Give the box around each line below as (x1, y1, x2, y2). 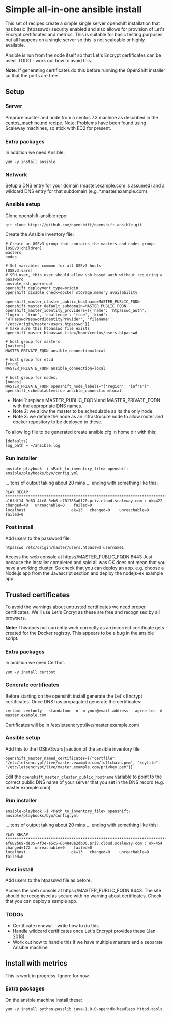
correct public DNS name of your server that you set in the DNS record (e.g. (5, 779, 164, 785)
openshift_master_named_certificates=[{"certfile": (5, 756, 117, 761)
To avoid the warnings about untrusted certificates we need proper (5, 604, 146, 610)
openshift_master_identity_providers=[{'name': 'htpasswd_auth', (5, 308, 147, 313)
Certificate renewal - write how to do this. (12, 922, 100, 928)
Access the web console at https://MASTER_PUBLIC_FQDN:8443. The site (5, 888, 161, 894)
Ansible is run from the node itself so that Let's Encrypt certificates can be (5, 52, 161, 58)
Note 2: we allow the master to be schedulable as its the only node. (12, 408, 154, 414)
